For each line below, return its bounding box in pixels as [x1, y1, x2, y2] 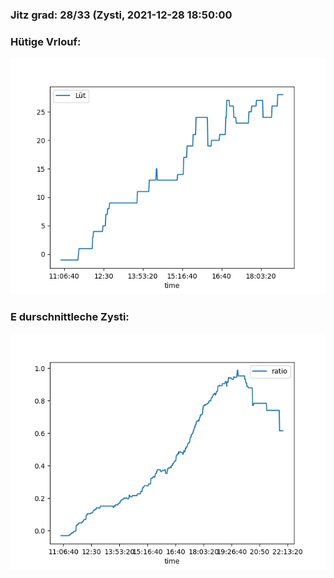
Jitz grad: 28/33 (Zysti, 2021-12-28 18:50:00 [10, 8, 233, 22]
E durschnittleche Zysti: [10, 310, 130, 324]
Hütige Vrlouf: [10, 34, 82, 48]
